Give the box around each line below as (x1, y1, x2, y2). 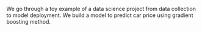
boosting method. (6, 18, 51, 25)
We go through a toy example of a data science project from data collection (6, 5, 197, 12)
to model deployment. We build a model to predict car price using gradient (6, 12, 193, 19)
